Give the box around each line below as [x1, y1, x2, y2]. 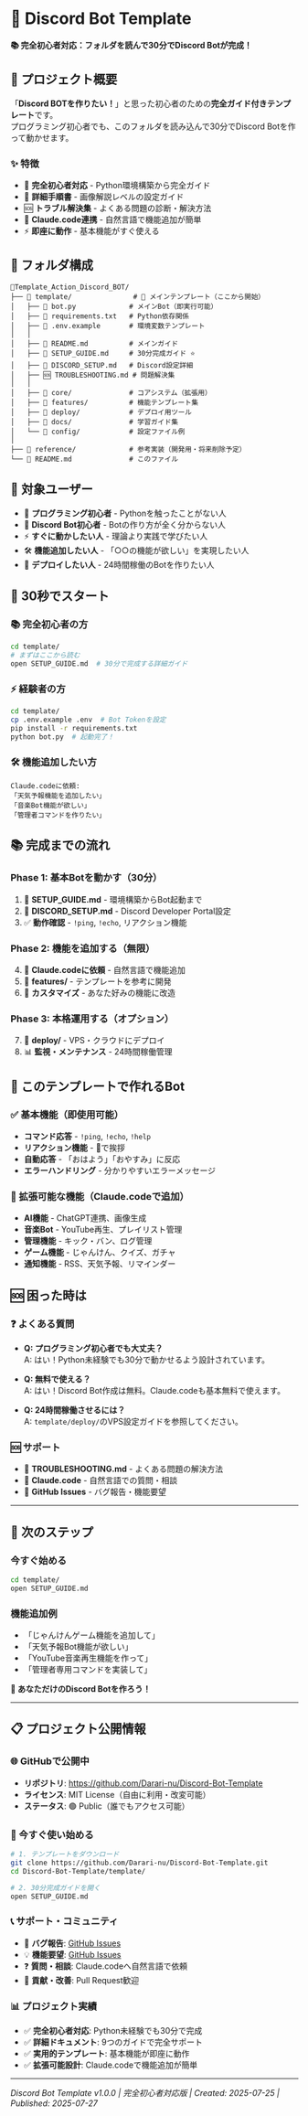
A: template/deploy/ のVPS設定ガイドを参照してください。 [23, 1416, 243, 1427]
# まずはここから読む [10, 651, 80, 660]
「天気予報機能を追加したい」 [10, 791, 106, 801]
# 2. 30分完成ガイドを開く [10, 1883, 101, 1892]
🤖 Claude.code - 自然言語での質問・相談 [23, 1475, 178, 1486]
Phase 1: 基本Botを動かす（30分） [10, 871, 163, 884]
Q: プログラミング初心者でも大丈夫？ [23, 1343, 164, 1354]
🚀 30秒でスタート [10, 589, 110, 604]
